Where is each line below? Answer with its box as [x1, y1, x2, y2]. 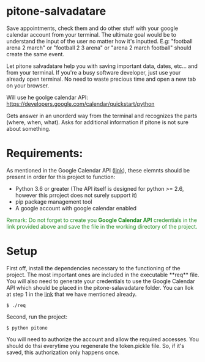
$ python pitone [6, 325, 48, 331]
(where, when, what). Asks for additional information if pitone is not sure [6, 118, 188, 126]
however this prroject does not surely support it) [15, 191, 138, 199]
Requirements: [6, 147, 83, 160]
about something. [6, 125, 51, 132]
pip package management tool [15, 198, 92, 205]
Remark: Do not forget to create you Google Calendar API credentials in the [6, 216, 198, 224]
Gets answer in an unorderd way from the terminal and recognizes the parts [6, 112, 198, 119]
